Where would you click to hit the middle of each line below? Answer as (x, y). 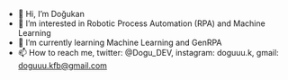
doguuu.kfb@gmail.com (63, 66)
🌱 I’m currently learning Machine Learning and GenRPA (120, 42)
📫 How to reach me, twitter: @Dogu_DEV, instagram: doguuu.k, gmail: (148, 53)
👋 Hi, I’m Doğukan (51, 14)
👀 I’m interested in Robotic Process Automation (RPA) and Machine (141, 23)
